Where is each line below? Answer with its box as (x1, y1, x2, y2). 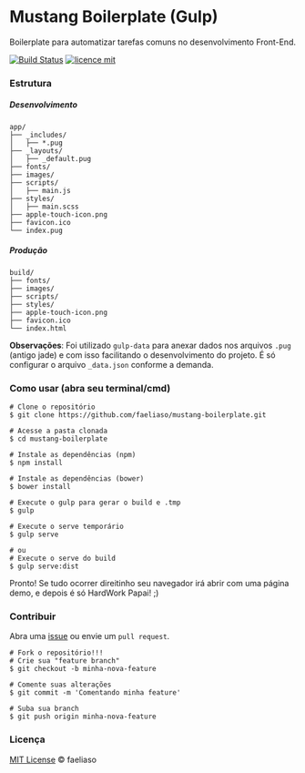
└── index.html (9, 323, 67, 333)
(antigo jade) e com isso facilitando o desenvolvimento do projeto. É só (9, 349, 276, 361)
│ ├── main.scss (9, 202, 79, 211)
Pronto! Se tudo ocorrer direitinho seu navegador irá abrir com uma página (9, 578, 290, 589)
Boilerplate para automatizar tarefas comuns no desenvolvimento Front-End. (9, 36, 296, 47)
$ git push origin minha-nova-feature (9, 712, 157, 721)
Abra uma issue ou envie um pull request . (9, 631, 170, 642)
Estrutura (9, 76, 53, 89)
